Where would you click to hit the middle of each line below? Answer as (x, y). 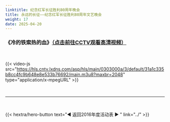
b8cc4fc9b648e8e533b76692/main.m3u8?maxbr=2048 (64, 74)
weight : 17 (17, 19)
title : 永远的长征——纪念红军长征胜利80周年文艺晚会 (54, 15)
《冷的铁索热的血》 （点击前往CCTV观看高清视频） (66, 42)
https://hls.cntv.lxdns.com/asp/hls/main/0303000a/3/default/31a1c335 (91, 69)
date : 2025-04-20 (24, 24)
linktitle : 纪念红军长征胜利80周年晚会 (42, 10)
